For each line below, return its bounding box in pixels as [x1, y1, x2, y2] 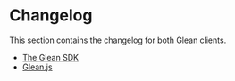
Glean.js [21, 61, 53, 72]
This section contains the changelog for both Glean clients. [9, 35, 227, 45]
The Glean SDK [21, 52, 79, 62]
